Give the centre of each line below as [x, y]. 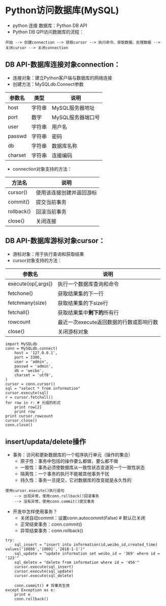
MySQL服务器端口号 [76, 117]
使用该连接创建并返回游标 [67, 193]
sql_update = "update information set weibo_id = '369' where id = [87, 554]
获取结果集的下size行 [83, 303]
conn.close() [19, 425]
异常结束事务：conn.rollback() [52, 531]
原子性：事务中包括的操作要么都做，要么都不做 [69, 461]
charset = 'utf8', [34, 375]
